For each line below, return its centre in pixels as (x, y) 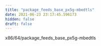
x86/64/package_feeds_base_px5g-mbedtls (50, 38)
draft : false (19, 24)
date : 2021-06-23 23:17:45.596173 (41, 14)
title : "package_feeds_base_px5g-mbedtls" (50, 10)
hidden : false (20, 19)
